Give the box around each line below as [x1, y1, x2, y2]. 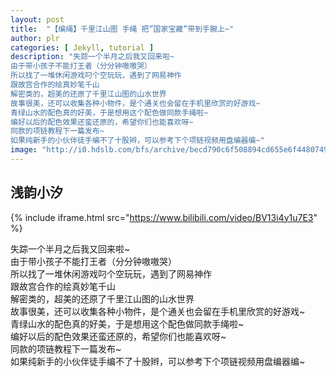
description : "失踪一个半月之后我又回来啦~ [10, 52, 175, 62]
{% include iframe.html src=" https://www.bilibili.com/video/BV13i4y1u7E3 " [10, 211, 318, 223]
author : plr [10, 33, 60, 43]
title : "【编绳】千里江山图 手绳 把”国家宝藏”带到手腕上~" [10, 24, 235, 34]
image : [10, 145, 38, 155]
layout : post [10, 14, 65, 25]
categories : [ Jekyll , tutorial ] [10, 42, 155, 53]
